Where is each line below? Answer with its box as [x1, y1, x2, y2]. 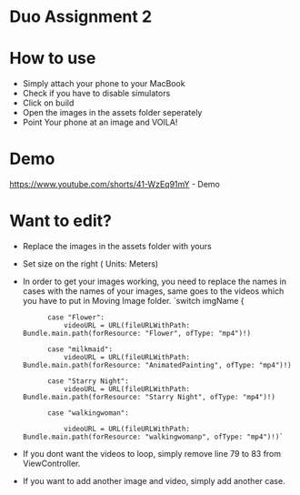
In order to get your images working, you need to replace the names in [22, 276, 286, 287]
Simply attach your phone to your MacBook [22, 78, 185, 89]
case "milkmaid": [46, 345, 114, 354]
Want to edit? [9, 211, 112, 231]
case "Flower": [46, 313, 105, 322]
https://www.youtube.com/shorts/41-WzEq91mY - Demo [9, 179, 220, 190]
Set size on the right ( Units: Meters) [22, 258, 159, 269]
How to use [9, 48, 96, 69]
